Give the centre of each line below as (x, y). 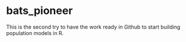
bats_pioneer (40, 11)
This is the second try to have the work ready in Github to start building (93, 27)
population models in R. (35, 33)
